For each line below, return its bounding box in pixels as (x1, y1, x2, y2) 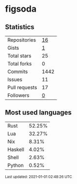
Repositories (7, 37, 36, 43)
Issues (7, 76, 23, 83)
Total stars (7, 53, 31, 59)
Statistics (5, 23, 35, 31)
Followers (7, 92, 30, 98)
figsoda (5, 3, 37, 15)
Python (7, 162, 24, 168)
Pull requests (7, 84, 37, 91)
